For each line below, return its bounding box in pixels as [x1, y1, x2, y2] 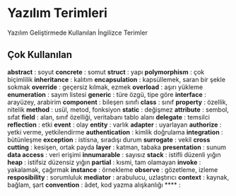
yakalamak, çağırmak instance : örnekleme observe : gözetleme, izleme [7, 165, 218, 174]
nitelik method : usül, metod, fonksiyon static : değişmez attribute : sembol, [7, 105, 230, 114]
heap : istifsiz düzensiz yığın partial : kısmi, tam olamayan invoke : [7, 158, 201, 166]
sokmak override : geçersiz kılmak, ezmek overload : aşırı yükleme [7, 83, 203, 91]
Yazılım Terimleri [7, 5, 108, 21]
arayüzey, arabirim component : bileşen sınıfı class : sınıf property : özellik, [7, 98, 228, 106]
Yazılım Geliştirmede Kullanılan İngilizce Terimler [7, 28, 148, 37]
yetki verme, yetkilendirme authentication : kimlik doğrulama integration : [7, 127, 224, 136]
